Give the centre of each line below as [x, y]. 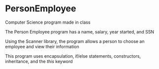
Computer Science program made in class [48, 22]
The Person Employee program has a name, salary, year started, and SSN [79, 32]
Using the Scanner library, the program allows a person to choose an [75, 41]
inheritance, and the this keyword [39, 61]
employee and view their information [42, 46]
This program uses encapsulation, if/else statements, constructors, [73, 56]
